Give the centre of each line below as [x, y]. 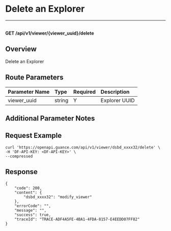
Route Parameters [34, 78]
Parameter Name [29, 92]
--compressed [19, 156]
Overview [21, 49]
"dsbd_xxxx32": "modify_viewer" [58, 197]
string [61, 100]
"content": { [28, 192]
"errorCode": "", [33, 206]
